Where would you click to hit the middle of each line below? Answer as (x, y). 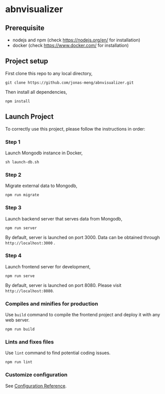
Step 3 (13, 208)
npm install (18, 101)
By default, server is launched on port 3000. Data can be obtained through (82, 237)
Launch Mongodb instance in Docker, (44, 153)
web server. (18, 320)
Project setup (27, 61)
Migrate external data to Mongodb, (41, 186)
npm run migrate (22, 195)
